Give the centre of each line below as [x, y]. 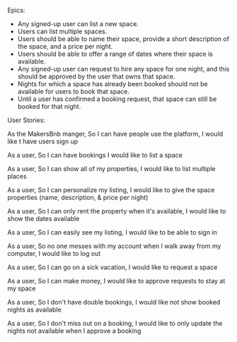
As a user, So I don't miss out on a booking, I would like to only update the [115, 323]
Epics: [16, 10]
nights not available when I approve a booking [74, 331]
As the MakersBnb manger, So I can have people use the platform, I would [115, 134]
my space [22, 288]
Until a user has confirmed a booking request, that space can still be [117, 99]
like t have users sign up [43, 141]
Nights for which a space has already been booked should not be [112, 84]
